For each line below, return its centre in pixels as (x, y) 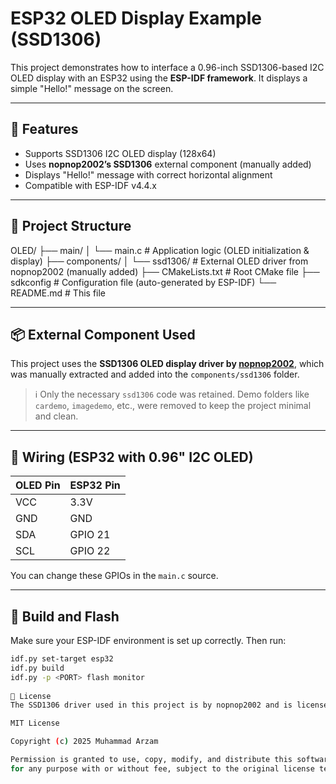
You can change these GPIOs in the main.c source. (114, 576)
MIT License (35, 723)
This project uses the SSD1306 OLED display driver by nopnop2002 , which (167, 364)
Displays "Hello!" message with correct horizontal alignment (148, 174)
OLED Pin (38, 485)
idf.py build (37, 668)
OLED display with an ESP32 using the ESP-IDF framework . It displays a (159, 78)
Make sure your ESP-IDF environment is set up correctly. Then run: (148, 640)
